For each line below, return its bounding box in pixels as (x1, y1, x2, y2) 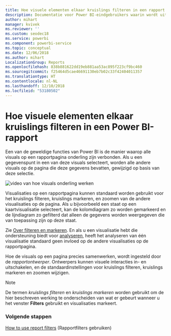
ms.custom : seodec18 (5, 31, 49, 36)
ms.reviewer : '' (5, 27, 40, 32)
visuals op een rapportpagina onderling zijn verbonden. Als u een (5, 154, 142, 160)
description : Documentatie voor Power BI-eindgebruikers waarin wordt (5, 12, 158, 17)
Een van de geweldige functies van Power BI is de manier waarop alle (5, 149, 151, 155)
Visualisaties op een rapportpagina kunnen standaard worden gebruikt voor (5, 190, 164, 197)
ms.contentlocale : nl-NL (5, 79, 58, 84)
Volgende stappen (5, 313, 52, 320)
